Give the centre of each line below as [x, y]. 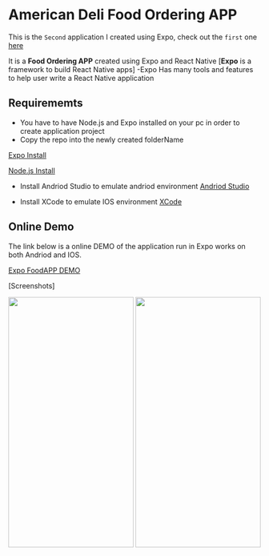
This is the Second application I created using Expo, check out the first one [133, 37]
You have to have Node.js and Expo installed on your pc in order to [130, 123]
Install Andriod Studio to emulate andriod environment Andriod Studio [134, 186]
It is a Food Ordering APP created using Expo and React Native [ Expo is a [130, 61]
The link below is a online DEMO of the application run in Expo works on [127, 246]
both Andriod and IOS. [45, 255]
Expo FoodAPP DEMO [44, 270]
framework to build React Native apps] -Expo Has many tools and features [131, 69]
